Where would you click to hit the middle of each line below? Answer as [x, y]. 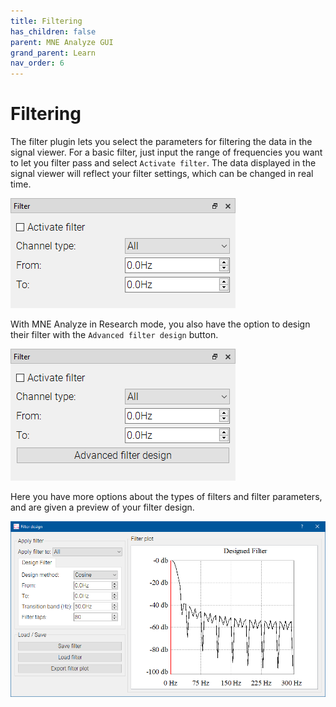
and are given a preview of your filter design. [102, 507]
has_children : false [53, 31]
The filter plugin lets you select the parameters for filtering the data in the [161, 142]
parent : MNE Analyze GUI [62, 42]
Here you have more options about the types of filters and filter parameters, [166, 497]
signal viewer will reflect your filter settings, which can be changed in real [162, 174]
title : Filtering [46, 21]
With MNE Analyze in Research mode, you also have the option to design [160, 324]
